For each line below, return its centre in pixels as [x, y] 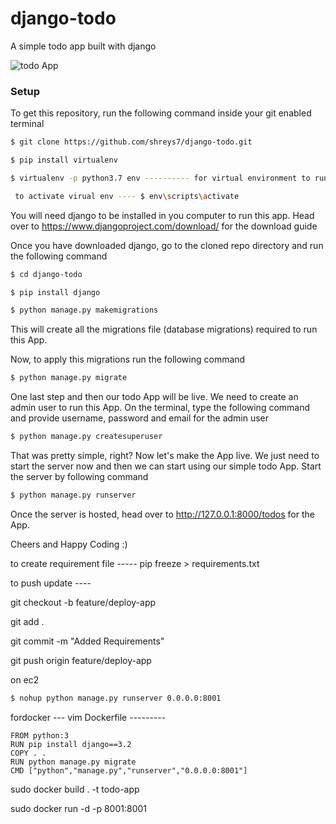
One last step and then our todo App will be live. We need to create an [154, 397]
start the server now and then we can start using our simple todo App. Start [166, 466]
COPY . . [28, 753]
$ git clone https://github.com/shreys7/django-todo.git [131, 142]
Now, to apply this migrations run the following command [128, 359]
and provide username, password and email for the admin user [140, 418]
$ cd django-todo [46, 274]
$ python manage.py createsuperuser [86, 437]
